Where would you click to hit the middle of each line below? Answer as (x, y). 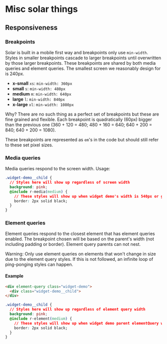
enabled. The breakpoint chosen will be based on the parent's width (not (80, 239)
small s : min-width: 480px (39, 89)
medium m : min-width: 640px (42, 94)
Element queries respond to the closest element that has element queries (80, 234)
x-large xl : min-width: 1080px (43, 104)
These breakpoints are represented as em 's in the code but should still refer (82, 139)
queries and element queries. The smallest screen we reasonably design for (83, 68)
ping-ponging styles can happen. (39, 264)
